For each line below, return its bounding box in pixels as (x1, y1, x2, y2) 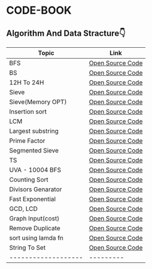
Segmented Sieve (9, 146, 59, 154)
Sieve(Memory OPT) (9, 98, 67, 106)
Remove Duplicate (9, 224, 61, 232)
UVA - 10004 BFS (9, 166, 62, 174)
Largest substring (9, 127, 59, 135)
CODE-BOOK (6, 4, 72, 17)
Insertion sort (9, 108, 47, 115)
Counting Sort (9, 176, 49, 184)
